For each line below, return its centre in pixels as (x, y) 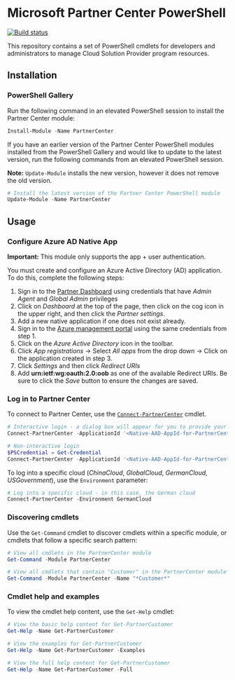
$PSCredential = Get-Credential (54, 453)
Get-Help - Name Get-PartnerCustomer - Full (70, 669)
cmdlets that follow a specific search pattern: (72, 540)
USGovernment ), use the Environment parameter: (78, 480)
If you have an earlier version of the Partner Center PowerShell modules (111, 144)
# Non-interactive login (43, 446)
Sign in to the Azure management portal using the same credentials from (122, 328)
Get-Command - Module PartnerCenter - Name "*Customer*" (89, 579)
